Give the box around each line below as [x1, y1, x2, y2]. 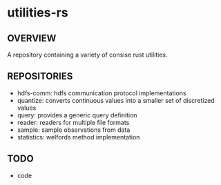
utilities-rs [7, 5, 68, 21]
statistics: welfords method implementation [17, 133, 140, 141]
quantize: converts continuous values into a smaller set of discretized [17, 96, 215, 104]
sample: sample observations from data [17, 126, 131, 134]
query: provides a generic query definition [17, 110, 137, 119]
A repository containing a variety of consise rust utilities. [7, 50, 168, 59]
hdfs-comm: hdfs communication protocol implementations [17, 88, 186, 97]
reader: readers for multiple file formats [17, 118, 130, 126]
